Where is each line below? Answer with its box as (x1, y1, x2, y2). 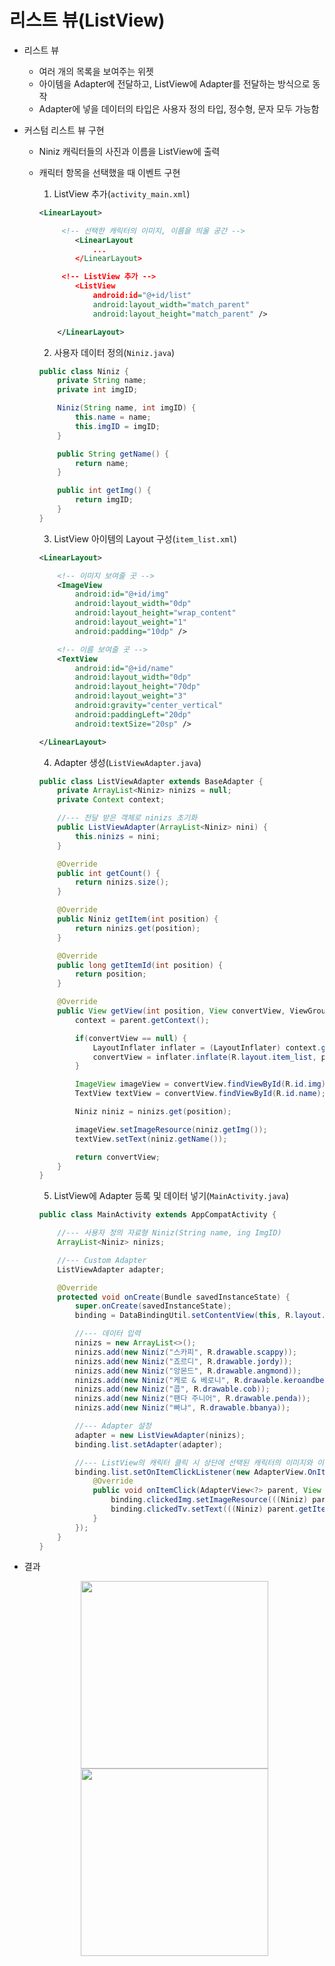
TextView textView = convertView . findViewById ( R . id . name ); (74, 1089, 326, 1099)
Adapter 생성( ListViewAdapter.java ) (53, 756, 202, 768)
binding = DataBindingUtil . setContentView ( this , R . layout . (74, 1311, 326, 1321)
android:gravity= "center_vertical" (74, 701, 224, 711)
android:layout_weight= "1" (74, 617, 187, 628)
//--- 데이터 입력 (74, 1329, 141, 1339)
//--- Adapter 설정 (74, 1421, 152, 1431)
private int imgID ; (57, 385, 139, 395)
